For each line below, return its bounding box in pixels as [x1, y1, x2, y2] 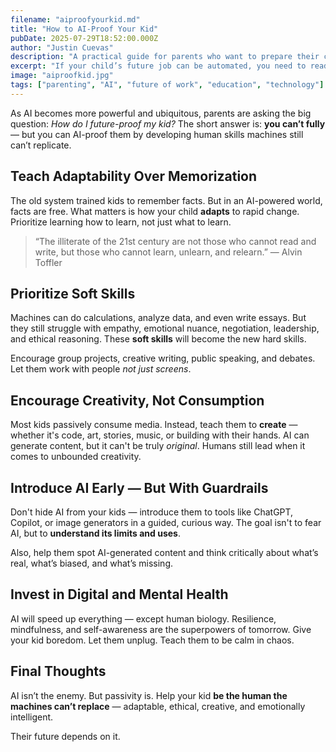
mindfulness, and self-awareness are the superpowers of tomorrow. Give [10, 623, 312, 635]
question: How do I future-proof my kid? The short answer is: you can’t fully [10, 117, 326, 130]
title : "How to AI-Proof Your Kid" [10, 24, 159, 34]
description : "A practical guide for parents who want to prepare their [10, 52, 320, 62]
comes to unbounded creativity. [10, 451, 142, 463]
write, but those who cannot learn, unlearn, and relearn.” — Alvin [34, 246, 303, 258]
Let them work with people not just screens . [10, 363, 192, 375]
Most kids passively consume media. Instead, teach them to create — [10, 419, 298, 431]
